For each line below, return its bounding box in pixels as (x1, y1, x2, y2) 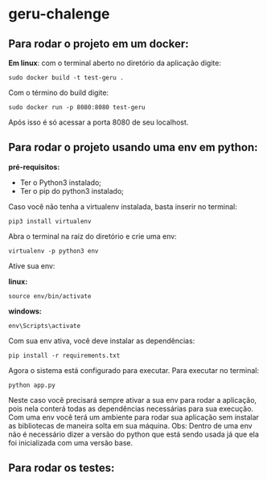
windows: (8, 306, 43, 316)
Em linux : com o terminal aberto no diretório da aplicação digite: (8, 58, 221, 68)
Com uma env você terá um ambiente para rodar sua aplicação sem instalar (8, 412, 260, 422)
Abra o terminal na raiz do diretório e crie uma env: (8, 231, 177, 241)
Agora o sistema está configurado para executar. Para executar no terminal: (8, 365, 260, 375)
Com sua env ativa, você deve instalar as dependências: (8, 335, 195, 346)
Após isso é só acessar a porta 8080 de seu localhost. (8, 117, 189, 127)
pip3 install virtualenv (8, 217, 92, 225)
